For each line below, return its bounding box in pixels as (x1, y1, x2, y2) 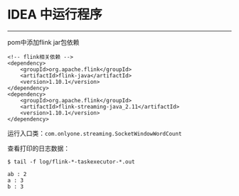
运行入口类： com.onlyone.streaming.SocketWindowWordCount (7, 129, 182, 137)
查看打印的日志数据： (7, 143, 70, 153)
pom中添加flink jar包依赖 (7, 38, 80, 46)
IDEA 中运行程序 (7, 6, 102, 23)
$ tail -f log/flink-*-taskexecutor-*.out (7, 158, 135, 165)
